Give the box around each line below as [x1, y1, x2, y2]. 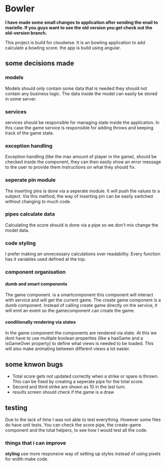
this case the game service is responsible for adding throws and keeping [5, 124, 154, 130]
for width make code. [5, 456, 49, 462]
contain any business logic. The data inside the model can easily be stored [5, 90, 158, 97]
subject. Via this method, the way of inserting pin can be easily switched [5, 193, 153, 199]
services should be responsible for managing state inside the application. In [5, 119, 160, 125]
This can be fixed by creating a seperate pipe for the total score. [12, 379, 144, 385]
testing [5, 404, 28, 412]
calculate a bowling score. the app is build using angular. [5, 45, 121, 51]
